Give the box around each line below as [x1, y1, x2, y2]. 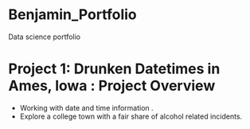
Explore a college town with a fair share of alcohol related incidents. [19, 111, 243, 121]
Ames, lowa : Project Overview [8, 77, 216, 95]
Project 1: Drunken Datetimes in [8, 60, 221, 78]
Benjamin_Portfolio [8, 6, 137, 24]
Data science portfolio [8, 32, 81, 41]
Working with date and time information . [19, 103, 154, 112]
